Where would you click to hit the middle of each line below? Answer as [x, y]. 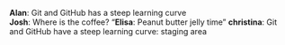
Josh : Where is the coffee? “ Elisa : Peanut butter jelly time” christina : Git [143, 22]
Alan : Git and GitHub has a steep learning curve [98, 13]
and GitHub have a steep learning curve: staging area [108, 31]
